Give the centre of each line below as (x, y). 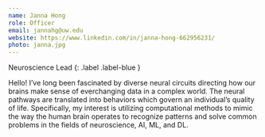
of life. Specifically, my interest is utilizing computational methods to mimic (131, 108)
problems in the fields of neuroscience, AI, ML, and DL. (98, 125)
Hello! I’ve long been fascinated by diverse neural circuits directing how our (132, 83)
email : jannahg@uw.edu (46, 30)
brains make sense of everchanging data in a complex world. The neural (127, 91)
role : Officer (32, 23)
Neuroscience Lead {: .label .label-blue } (74, 67)
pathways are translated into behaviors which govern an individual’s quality (131, 100)
